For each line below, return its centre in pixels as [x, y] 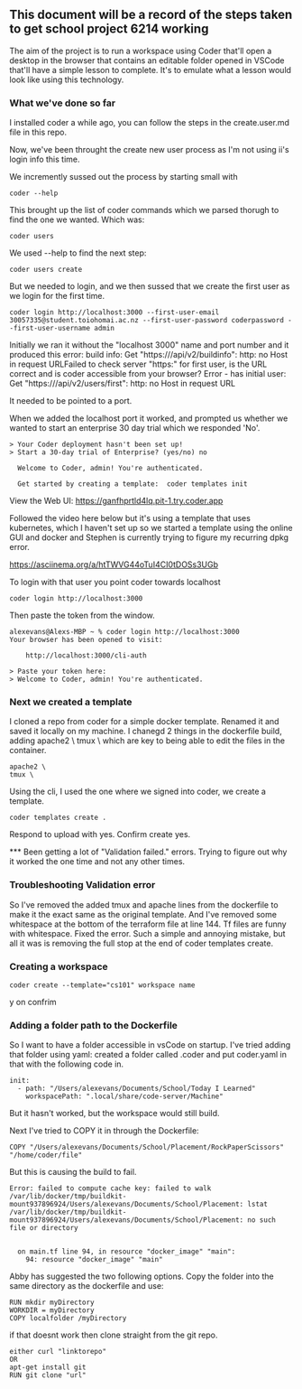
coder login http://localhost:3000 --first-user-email [114, 312]
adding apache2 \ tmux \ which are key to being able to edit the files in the [147, 741]
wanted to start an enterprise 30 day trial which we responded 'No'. [135, 428]
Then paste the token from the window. [82, 615]
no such [262, 1220]
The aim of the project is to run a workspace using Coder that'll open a [141, 51]
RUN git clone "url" [48, 1375]
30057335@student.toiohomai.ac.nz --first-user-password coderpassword [146, 321]
